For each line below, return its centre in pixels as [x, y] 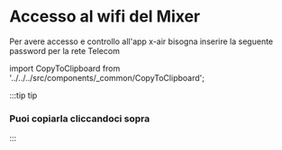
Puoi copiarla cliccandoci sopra [80, 119]
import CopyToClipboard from [65, 68]
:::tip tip [23, 95]
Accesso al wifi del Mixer [105, 17]
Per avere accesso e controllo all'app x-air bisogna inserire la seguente [141, 41]
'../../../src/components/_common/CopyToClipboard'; [107, 77]
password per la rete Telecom [64, 50]
